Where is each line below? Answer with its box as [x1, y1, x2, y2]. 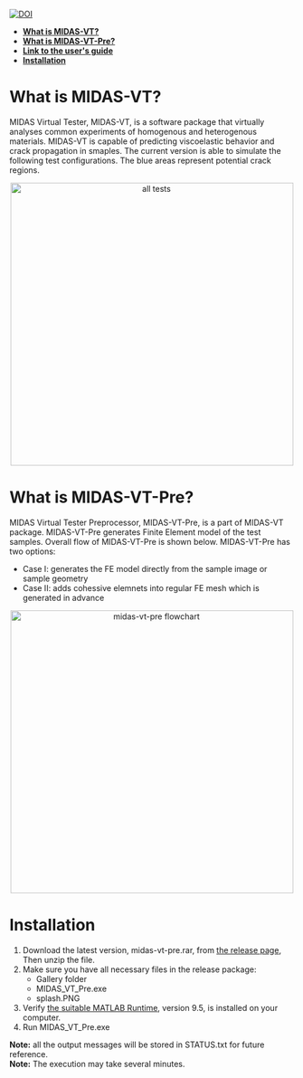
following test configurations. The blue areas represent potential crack [9, 155, 271, 166]
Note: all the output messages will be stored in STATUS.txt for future [9, 1039, 265, 1050]
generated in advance [22, 592, 105, 603]
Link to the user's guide [22, 45, 113, 56]
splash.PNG [35, 992, 80, 1004]
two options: [9, 546, 56, 557]
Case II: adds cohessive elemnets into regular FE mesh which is [22, 582, 260, 593]
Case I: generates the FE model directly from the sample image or [22, 563, 268, 574]
